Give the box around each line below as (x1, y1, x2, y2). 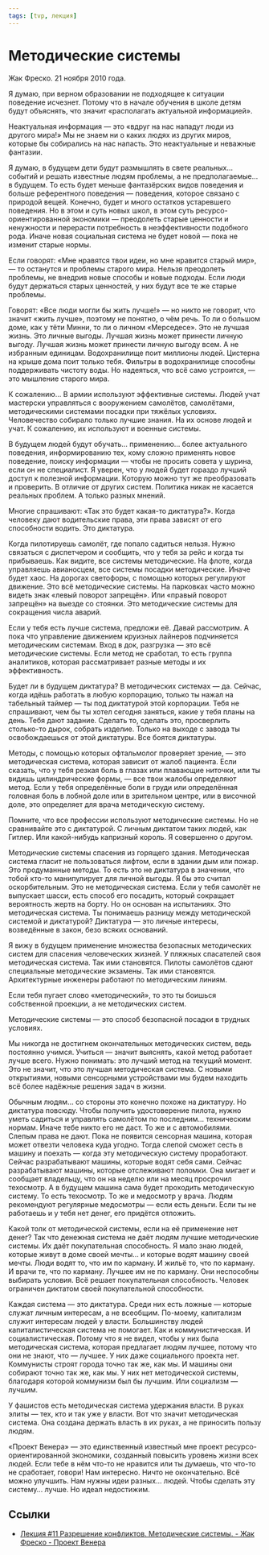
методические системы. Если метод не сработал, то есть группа (8, 648, 233, 658)
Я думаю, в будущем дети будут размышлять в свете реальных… (8, 163, 233, 172)
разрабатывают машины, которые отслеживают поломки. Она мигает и (8, 1165, 256, 1175)
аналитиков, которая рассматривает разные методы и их (8, 657, 206, 667)
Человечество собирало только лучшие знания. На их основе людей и (8, 415, 252, 424)
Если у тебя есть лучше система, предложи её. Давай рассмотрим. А (8, 622, 249, 632)
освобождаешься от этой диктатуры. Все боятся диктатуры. (8, 732, 217, 742)
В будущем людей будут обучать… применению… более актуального (8, 439, 247, 449)
